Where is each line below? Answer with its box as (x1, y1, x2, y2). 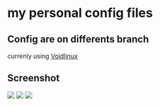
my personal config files (7, 5, 154, 21)
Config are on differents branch (7, 33, 149, 45)
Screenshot (7, 72, 60, 84)
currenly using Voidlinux (7, 52, 78, 60)
